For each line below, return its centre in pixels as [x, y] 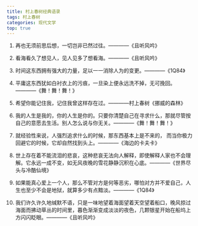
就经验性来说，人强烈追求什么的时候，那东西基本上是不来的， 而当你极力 [104, 136]
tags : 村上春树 [24, 17]
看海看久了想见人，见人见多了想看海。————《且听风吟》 [88, 58]
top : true [19, 28]
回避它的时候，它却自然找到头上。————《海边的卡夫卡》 [88, 143]
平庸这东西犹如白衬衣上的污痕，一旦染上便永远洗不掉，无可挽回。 [95, 83]
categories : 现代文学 [32, 22]
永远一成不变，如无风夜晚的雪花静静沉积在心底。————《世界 [108, 163]
